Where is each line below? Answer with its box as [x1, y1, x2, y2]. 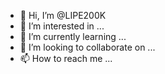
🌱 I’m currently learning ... [19, 31, 127, 42]
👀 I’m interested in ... [19, 20, 105, 32]
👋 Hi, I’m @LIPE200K [19, 10, 107, 21]
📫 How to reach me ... [19, 53, 113, 64]
